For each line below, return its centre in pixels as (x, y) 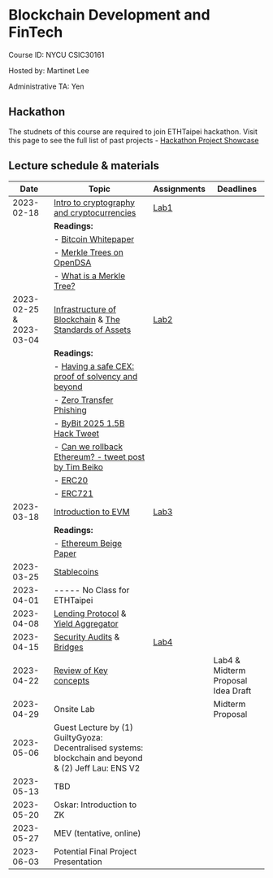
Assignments (179, 189)
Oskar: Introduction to (95, 805)
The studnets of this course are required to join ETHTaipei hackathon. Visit (133, 131)
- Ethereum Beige (88, 543)
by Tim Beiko (79, 467)
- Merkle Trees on (89, 252)
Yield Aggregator (87, 623)
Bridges (69, 647)
